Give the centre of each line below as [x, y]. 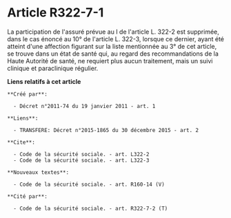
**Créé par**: [28, 94]
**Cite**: [21, 142]
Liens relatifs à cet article [44, 81]
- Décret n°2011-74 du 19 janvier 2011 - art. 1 [84, 106]
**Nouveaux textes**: [38, 172]
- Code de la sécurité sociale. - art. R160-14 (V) [89, 184]
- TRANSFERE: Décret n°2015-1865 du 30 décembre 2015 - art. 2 [106, 130]
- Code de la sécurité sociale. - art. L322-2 [81, 154]
